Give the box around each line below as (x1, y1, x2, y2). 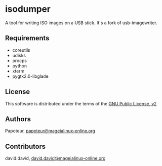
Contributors (5, 142, 46, 151)
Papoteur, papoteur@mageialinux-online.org (5, 128, 95, 134)
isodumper (5, 3, 51, 15)
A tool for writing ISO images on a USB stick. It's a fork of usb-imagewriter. (5, 20, 158, 26)
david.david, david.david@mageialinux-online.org (5, 155, 106, 161)
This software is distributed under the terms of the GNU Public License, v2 (5, 100, 157, 106)
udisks (12, 52, 26, 58)
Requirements (5, 34, 49, 42)
